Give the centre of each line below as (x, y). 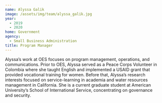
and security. (18, 95)
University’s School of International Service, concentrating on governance (79, 90)
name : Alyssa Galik (25, 9)
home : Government (23, 32)
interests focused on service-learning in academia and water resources (76, 80)
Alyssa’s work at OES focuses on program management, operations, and (77, 59)
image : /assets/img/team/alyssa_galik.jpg (49, 14)
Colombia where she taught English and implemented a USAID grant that (78, 69)
